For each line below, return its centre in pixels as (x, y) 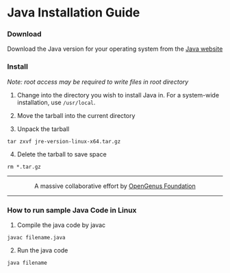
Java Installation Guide (74, 13)
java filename (27, 263)
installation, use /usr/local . (56, 102)
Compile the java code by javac (61, 225)
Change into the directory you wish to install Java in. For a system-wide (118, 95)
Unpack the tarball (43, 129)
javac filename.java (37, 238)
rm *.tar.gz (24, 167)
